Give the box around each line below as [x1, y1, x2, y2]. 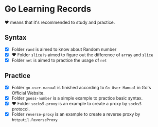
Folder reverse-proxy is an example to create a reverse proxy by [11, 111, 140, 117]
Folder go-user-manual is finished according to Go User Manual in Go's [11, 84, 151, 90]
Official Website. [11, 90, 45, 95]
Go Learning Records [4, 3, 91, 15]
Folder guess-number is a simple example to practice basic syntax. [11, 95, 143, 101]
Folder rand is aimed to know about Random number [11, 46, 117, 52]
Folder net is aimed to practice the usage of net [11, 57, 107, 63]
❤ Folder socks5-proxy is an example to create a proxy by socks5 [11, 100, 142, 106]
